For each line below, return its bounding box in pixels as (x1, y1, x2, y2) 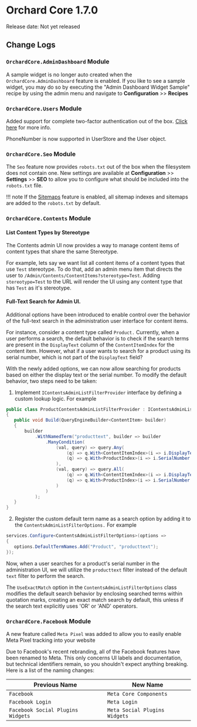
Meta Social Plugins (107, 706, 165, 713)
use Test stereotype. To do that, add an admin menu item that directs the (6, 265, 182, 273)
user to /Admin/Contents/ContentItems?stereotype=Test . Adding (6, 272, 160, 279)
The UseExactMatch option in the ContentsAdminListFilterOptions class (6, 584, 177, 591)
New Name (131, 681, 164, 689)
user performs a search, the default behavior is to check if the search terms (6, 335, 189, 342)
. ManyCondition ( (45, 439, 85, 445)
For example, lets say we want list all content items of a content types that (6, 260, 185, 267)
